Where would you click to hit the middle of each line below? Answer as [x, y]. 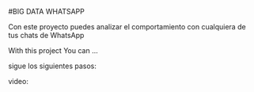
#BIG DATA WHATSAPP [46, 11]
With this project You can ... [53, 50]
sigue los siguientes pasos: [53, 66]
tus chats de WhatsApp [46, 35]
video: [19, 81]
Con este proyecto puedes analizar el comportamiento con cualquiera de [127, 27]
